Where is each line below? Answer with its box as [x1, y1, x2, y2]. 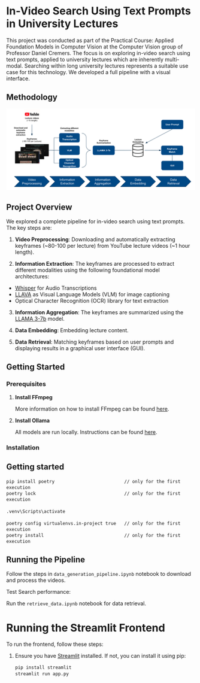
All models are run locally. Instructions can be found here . [14, 428, 157, 435]
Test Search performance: [6, 588, 71, 596]
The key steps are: [6, 224, 52, 232]
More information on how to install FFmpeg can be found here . [14, 405, 169, 412]
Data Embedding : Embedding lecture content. [14, 327, 129, 334]
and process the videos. [6, 576, 66, 584]
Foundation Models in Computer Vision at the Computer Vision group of [6, 43, 183, 50]
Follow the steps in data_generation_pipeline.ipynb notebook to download [6, 570, 192, 578]
